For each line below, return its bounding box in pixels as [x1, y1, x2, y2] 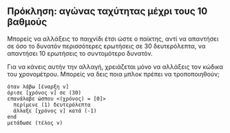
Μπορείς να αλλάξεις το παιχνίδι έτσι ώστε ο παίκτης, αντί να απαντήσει [7, 34, 219, 43]
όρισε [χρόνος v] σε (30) [7, 89, 81, 96]
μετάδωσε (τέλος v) [7, 119, 63, 126]
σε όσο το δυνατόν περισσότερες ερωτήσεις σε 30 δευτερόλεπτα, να [7, 41, 206, 50]
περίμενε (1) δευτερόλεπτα [13, 101, 91, 108]
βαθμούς [7, 17, 47, 28]
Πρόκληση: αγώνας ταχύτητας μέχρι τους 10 [7, 6, 208, 17]
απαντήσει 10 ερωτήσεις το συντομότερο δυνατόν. [7, 49, 153, 57]
